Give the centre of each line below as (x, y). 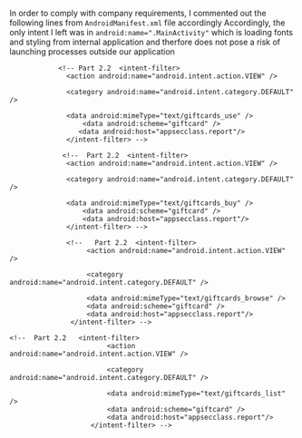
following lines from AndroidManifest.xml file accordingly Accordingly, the (147, 23)
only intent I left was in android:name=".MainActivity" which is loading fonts (151, 32)
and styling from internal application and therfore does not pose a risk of (145, 42)
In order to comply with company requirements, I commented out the (138, 13)
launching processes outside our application (92, 52)
